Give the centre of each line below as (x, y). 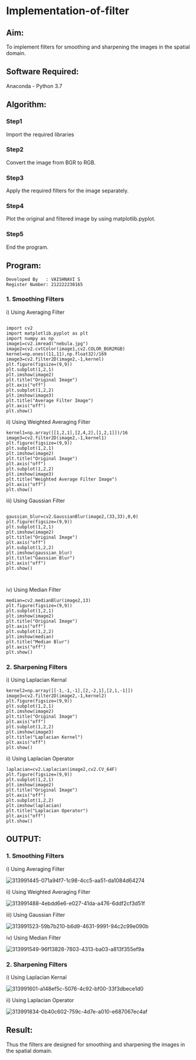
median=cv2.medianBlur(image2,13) (49, 600)
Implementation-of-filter (68, 11)
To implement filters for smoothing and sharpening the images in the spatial (98, 47)
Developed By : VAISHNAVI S (43, 279)
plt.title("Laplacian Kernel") (45, 737)
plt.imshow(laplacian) (34, 806)
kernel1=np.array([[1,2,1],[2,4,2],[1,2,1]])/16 (67, 433)
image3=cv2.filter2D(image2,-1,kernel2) (57, 696)
